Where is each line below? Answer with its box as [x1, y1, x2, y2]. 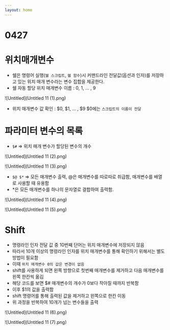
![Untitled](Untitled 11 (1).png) [5, 95, 66, 101]
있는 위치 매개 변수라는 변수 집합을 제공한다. [17, 78, 105, 85]
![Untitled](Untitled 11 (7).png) [5, 319, 67, 325]
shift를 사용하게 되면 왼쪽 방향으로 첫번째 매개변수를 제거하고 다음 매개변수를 [12, 267, 164, 273]
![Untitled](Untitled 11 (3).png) [5, 163, 67, 169]
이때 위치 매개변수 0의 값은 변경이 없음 [12, 261, 84, 267]
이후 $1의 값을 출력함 [12, 286, 54, 292]
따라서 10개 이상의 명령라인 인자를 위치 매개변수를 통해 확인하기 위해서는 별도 [12, 248, 165, 254]
